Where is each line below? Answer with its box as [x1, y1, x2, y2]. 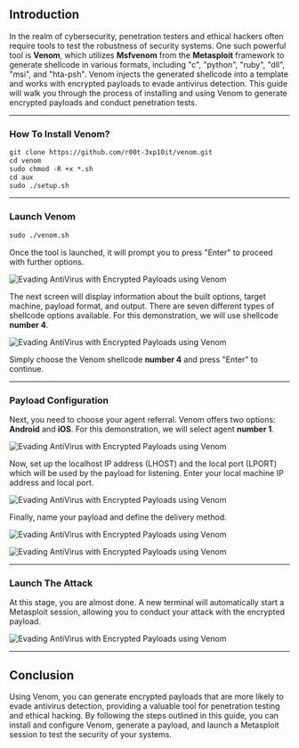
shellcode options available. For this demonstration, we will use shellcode [9, 309, 279, 320]
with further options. [9, 256, 85, 267]
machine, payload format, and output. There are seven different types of [9, 300, 275, 311]
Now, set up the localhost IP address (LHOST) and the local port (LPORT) [9, 458, 278, 469]
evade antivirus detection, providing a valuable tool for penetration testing [9, 701, 280, 711]
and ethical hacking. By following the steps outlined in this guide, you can [9, 711, 279, 721]
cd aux [9, 173, 34, 182]
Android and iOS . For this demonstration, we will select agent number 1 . [9, 423, 274, 434]
